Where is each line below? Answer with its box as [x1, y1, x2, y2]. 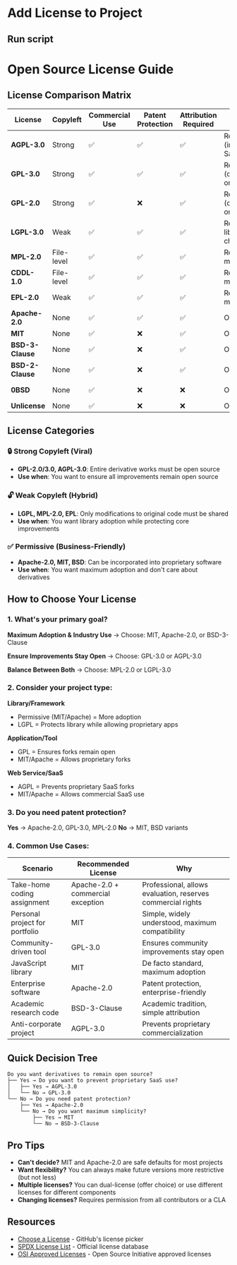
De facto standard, [142, 958, 204, 968]
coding [11, 889, 34, 899]
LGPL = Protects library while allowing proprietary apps [17, 720, 178, 728]
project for [11, 918, 46, 928]
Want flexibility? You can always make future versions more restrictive [17, 1166, 224, 1174]
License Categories [7, 425, 95, 437]
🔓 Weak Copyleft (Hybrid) [7, 490, 99, 500]
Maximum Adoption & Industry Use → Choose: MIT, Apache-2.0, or [7, 630, 206, 639]
